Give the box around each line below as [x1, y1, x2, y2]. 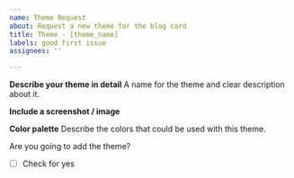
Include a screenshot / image [9, 106, 120, 117]
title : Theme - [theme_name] [9, 30, 119, 39]
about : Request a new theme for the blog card [9, 22, 187, 31]
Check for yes [22, 158, 75, 169]
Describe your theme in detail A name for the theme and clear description [9, 79, 285, 90]
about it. [9, 89, 40, 100]
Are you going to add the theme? [9, 141, 131, 152]
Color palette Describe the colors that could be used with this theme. [9, 123, 267, 135]
